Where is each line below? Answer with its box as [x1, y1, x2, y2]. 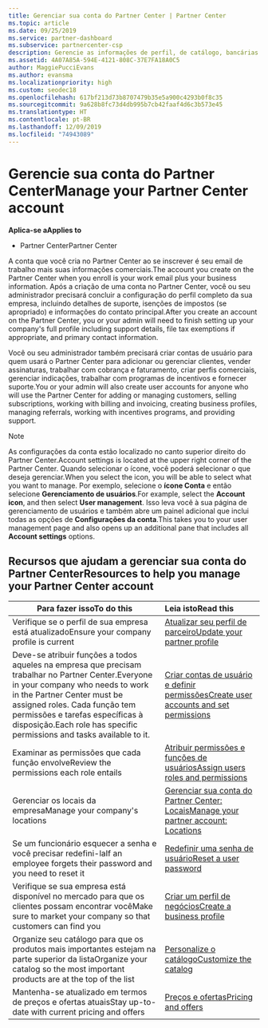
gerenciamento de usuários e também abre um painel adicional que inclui [8, 506, 250, 516]
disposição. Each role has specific [12, 719, 138, 730]
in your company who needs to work [12, 679, 149, 690]
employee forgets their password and [12, 858, 153, 869]
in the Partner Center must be [12, 690, 124, 701]
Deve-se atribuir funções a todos [12, 650, 138, 661]
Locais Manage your [164, 805, 239, 816]
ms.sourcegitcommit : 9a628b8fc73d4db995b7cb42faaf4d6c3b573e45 [8, 101, 223, 109]
